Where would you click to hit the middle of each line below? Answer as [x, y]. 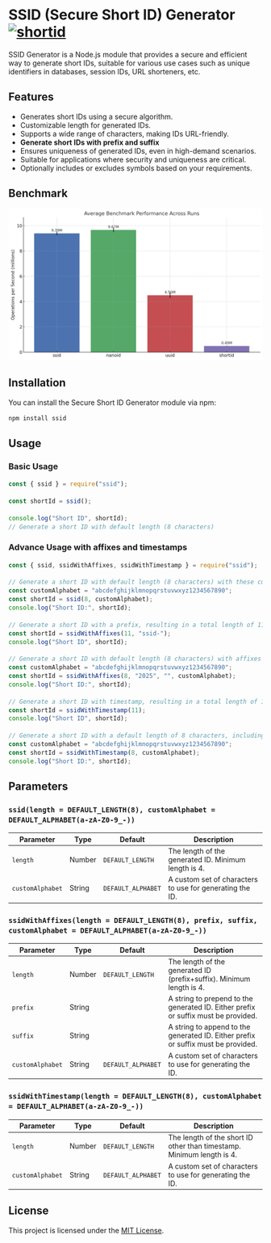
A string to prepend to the [211, 999]
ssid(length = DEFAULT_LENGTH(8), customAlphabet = [112, 810]
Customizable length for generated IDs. [85, 125]
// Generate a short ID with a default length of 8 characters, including [137, 736]
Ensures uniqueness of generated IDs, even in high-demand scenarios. [138, 150]
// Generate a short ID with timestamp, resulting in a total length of [133, 702]
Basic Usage [33, 466]
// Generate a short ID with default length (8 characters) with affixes [135, 659]
